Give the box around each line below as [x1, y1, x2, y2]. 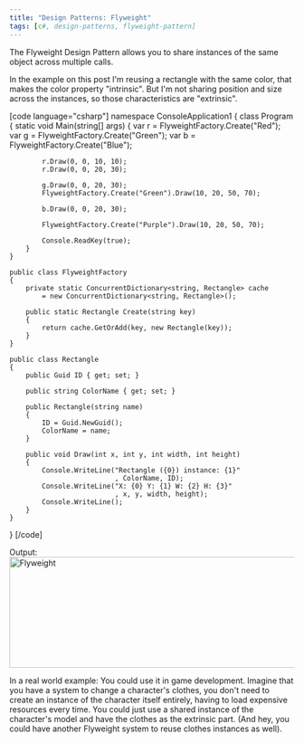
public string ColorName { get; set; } [25, 386, 176, 395]
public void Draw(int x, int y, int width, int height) [25, 450, 242, 459]
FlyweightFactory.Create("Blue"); [9, 139, 133, 150]
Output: [9, 547, 38, 557]
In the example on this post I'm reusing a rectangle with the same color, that [9, 73, 292, 84]
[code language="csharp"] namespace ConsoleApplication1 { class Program [9, 110, 294, 121]
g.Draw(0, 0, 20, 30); [42, 180, 128, 190]
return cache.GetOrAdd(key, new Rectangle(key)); [42, 323, 233, 332]
